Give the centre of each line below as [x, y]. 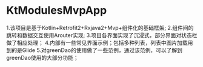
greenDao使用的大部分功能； [42, 57]
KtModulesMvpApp [57, 10]
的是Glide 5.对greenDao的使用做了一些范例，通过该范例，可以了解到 [97, 50]
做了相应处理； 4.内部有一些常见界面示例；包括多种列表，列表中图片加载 [97, 42]
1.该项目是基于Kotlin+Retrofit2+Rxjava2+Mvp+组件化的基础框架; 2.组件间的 [100, 28]
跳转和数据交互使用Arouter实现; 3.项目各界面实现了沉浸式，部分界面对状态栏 [102, 35]
